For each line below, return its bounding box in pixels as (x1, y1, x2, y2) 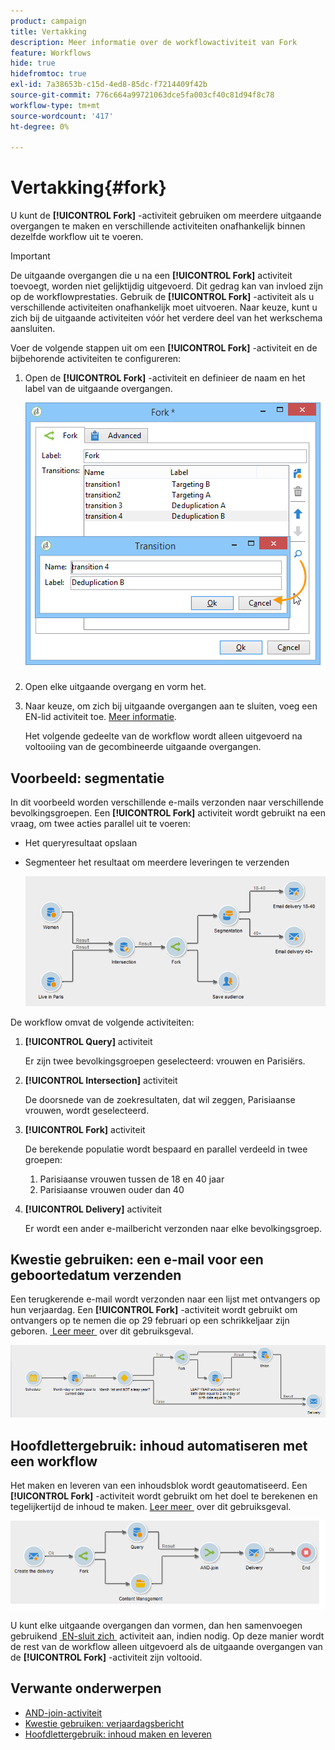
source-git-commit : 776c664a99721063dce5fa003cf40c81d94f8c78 (10, 90, 275, 100)
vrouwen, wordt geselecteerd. (24, 1104, 150, 1116)
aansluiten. (10, 323, 56, 335)
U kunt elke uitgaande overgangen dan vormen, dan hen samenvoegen (10, 1619, 303, 1631)
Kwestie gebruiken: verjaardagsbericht (24, 1717, 185, 1729)
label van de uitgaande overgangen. (24, 383, 173, 395)
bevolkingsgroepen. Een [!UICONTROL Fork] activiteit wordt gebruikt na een (10, 807, 326, 819)
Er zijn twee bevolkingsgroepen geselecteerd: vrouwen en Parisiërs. (24, 1055, 306, 1067)
